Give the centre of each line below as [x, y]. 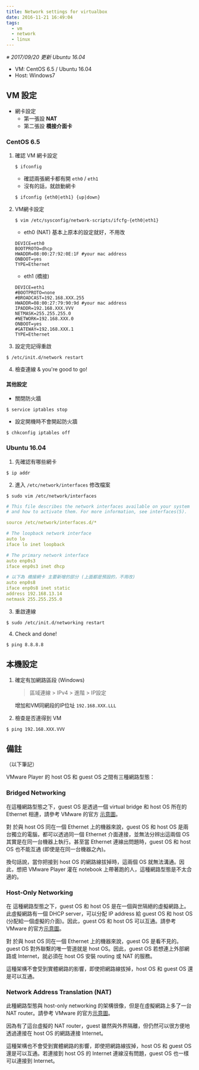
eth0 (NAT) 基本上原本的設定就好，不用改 [74, 232]
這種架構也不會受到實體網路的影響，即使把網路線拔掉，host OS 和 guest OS [99, 1046]
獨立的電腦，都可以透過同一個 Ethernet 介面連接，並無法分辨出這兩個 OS [100, 834]
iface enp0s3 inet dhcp [36, 566]
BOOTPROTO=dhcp [34, 249]
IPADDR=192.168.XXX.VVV [44, 308]
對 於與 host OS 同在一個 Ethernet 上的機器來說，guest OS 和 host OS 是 [95, 827]
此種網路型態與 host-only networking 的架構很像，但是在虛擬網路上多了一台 [99, 1006]
